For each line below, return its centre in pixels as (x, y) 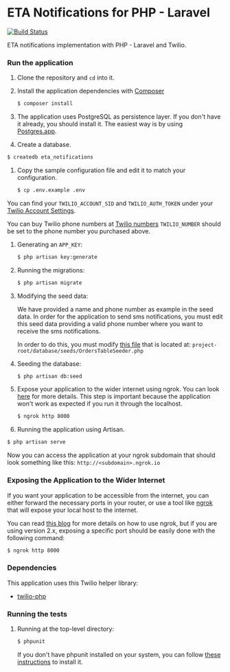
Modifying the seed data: (53, 296)
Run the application (40, 62)
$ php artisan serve (37, 442)
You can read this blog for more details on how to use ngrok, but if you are (112, 523)
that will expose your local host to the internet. (73, 510)
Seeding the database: (49, 363)
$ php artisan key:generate (57, 257)
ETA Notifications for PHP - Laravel (109, 13)
